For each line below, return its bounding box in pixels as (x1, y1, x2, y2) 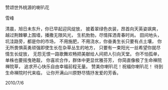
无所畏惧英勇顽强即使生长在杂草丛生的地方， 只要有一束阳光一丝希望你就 (5, 45, 156, 50)
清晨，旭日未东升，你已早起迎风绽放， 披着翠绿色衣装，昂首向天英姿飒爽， (5, 26, 161, 32)
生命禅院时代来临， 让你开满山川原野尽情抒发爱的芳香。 (5, 70, 121, 75)
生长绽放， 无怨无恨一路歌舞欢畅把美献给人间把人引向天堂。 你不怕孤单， (9, 51, 162, 57)
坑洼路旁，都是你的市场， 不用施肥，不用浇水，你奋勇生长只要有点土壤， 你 (5, 38, 162, 44)
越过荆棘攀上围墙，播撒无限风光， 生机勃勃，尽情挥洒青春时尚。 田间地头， (5, 32, 162, 38)
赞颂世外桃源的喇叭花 (5, 5, 49, 10)
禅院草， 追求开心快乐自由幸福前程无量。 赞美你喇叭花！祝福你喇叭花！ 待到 (5, 63, 163, 69)
